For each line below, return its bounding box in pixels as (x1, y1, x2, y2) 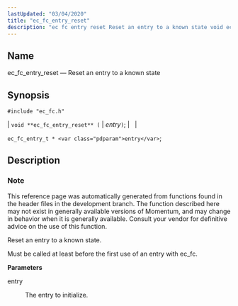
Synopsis (7, 89, 50, 101)
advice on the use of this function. (7, 222, 108, 230)
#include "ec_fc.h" (7, 108, 65, 115)
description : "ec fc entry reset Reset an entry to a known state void (7, 23, 223, 30)
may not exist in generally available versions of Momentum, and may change (7, 207, 231, 215)
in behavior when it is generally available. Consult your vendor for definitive (7, 214, 228, 223)
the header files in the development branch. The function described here (7, 199, 220, 208)
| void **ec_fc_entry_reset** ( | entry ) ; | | (7, 120, 137, 128)
